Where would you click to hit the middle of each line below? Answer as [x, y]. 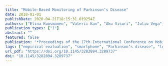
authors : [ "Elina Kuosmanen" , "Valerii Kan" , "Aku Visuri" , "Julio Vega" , [85, 24]
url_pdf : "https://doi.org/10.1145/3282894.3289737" [61, 51]
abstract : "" [19, 33]
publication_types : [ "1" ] [32, 28]
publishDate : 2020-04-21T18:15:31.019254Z [50, 19]
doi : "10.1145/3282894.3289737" [39, 56]
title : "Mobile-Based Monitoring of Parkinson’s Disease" [67, 10]
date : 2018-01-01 [23, 14]
